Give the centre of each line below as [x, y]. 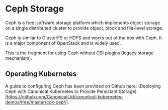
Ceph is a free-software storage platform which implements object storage [83, 23]
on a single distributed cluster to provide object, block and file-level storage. [84, 28]
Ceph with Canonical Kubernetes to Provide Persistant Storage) [71, 91]
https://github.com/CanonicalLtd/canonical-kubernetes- [65, 96]
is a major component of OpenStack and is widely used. [63, 43]
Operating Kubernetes [41, 74]
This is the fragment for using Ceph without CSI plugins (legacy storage [79, 53]
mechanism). [19, 58]
